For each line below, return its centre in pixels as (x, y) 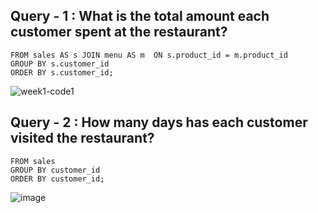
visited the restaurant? (82, 138)
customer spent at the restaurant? (119, 32)
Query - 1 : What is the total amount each (140, 16)
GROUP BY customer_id (55, 170)
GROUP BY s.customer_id (60, 64)
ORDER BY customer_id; (57, 179)
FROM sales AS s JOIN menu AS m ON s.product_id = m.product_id (149, 55)
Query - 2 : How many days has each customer (159, 122)
